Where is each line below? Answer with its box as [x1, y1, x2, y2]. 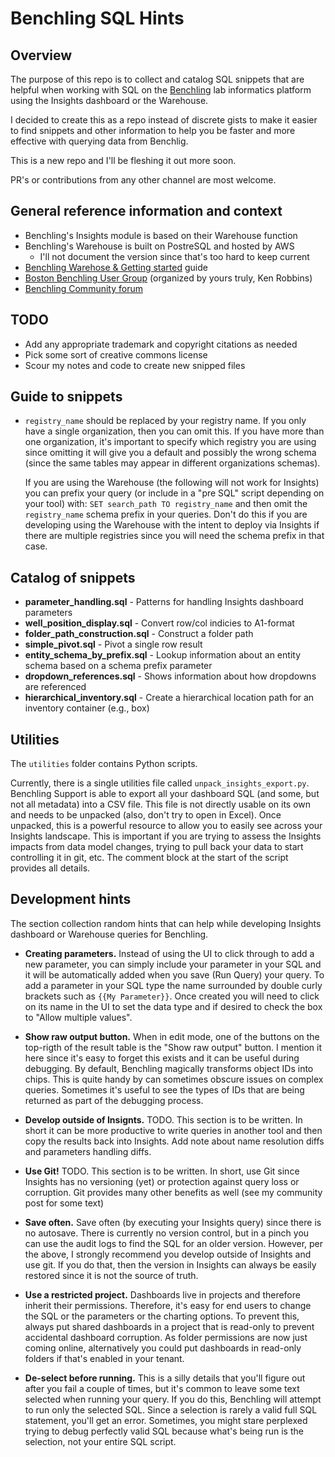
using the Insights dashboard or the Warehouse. [10, 95, 209, 106]
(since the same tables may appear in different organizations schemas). [24, 457, 321, 469]
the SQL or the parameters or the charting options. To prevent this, [24, 1310, 300, 1322]
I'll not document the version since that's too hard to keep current [39, 250, 310, 262]
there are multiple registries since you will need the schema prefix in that [24, 530, 325, 542]
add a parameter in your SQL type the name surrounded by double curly [24, 979, 323, 991]
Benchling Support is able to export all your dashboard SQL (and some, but [10, 788, 320, 800]
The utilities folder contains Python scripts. [10, 758, 198, 770]
